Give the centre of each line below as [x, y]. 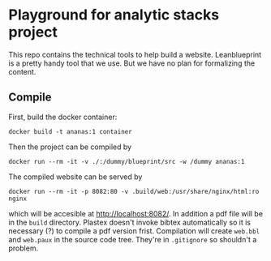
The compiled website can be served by [75, 177]
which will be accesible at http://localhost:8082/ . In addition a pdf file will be [136, 213]
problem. [24, 248]
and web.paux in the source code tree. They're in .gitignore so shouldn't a [133, 239]
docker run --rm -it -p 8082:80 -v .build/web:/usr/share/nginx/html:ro [134, 191]
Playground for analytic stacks [114, 15]
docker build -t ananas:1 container [70, 131]
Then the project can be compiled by [70, 147]
